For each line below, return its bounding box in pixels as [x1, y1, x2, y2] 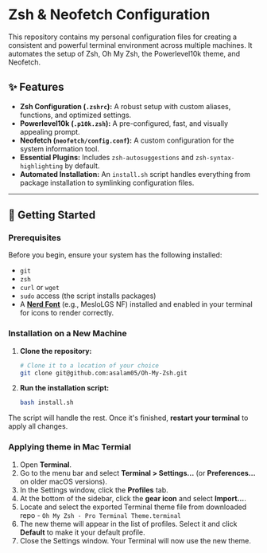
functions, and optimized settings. [19, 110, 132, 120]
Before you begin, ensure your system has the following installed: [8, 250, 222, 260]
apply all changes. [8, 422, 68, 431]
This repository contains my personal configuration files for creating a [8, 32, 237, 41]
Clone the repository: [19, 346, 92, 355]
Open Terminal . [19, 460, 72, 469]
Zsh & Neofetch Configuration [8, 6, 211, 24]
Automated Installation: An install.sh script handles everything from [19, 169, 250, 178]
